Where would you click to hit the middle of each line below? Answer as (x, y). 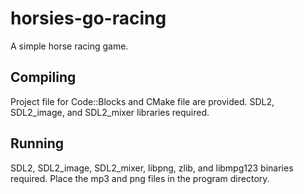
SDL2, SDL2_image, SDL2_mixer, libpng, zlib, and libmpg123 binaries (152, 168)
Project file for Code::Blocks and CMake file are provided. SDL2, (142, 101)
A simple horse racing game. (69, 46)
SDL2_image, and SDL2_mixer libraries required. (110, 112)
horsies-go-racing (88, 18)
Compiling (43, 77)
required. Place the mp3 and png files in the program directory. (140, 178)
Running (37, 143)
